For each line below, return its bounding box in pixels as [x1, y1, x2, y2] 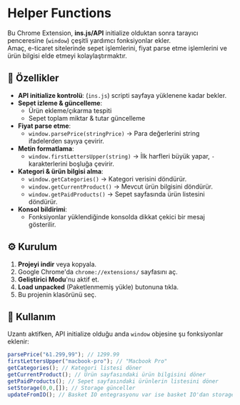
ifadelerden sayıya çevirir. [28, 136, 105, 145]
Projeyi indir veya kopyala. [17, 259, 97, 269]
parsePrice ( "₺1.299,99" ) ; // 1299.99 [7, 351, 120, 359]
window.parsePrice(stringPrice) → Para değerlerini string [28, 129, 200, 137]
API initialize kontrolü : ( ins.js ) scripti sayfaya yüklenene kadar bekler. [17, 91, 227, 99]
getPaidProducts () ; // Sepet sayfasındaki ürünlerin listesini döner [7, 377, 219, 385]
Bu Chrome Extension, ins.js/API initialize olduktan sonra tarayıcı [7, 29, 199, 37]
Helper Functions [7, 5, 112, 21]
